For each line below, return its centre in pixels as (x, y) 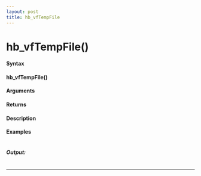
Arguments (21, 91)
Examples (19, 132)
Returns (16, 104)
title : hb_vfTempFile (33, 17)
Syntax (15, 64)
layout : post (22, 12)
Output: (16, 152)
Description (21, 118)
